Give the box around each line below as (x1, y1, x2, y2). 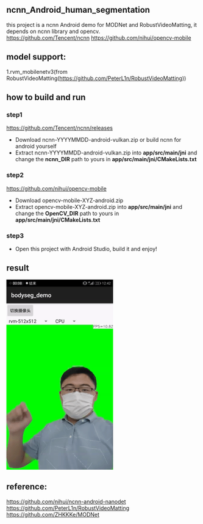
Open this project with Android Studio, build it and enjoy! (15, 245, 157, 252)
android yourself (15, 143, 57, 150)
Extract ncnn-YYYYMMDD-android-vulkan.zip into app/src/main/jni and (15, 149, 198, 156)
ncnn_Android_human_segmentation (6, 5, 151, 15)
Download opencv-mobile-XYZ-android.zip (15, 197, 124, 204)
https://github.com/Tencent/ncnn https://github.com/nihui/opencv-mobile (6, 34, 191, 42)
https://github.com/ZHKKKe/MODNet (6, 511, 99, 518)
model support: (6, 52, 66, 62)
